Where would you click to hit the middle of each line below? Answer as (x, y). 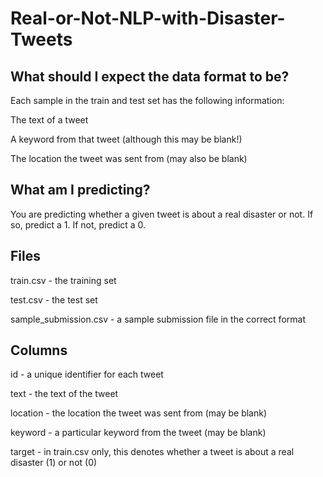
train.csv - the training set (63, 280)
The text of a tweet (49, 120)
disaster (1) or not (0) (54, 463)
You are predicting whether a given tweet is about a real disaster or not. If (162, 214)
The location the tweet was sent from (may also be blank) (129, 158)
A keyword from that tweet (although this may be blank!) (126, 139)
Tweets (41, 39)
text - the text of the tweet (64, 394)
